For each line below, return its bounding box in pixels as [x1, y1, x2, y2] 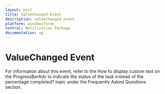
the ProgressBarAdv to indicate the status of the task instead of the [5, 73, 144, 80]
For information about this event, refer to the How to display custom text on [5, 68, 160, 74]
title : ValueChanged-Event [5, 12, 61, 17]
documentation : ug [5, 30, 43, 35]
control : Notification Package [5, 26, 70, 31]
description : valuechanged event [5, 16, 75, 21]
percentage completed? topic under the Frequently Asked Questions [5, 79, 146, 85]
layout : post [5, 7, 32, 12]
